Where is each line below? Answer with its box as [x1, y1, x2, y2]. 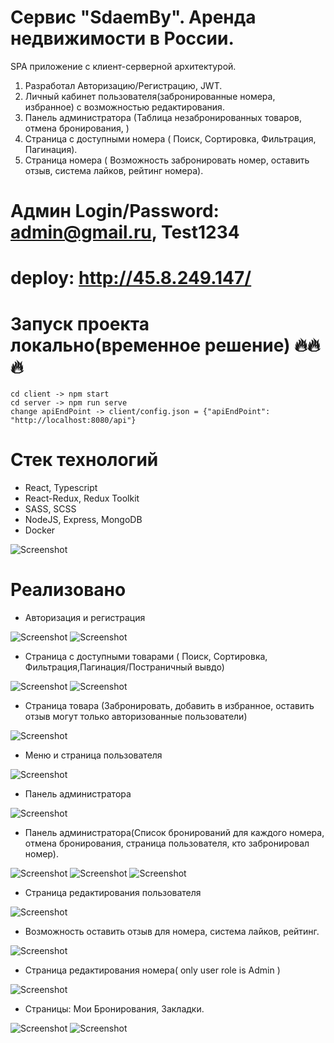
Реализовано [10, 579, 127, 601]
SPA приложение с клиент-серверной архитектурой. [10, 60, 237, 72]
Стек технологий [10, 449, 159, 471]
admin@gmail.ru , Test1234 [10, 221, 240, 244]
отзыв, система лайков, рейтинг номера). [24, 164, 204, 176]
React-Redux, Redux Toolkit [24, 492, 140, 505]
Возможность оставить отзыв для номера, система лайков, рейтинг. [24, 926, 320, 938]
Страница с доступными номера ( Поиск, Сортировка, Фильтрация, [24, 132, 317, 145]
